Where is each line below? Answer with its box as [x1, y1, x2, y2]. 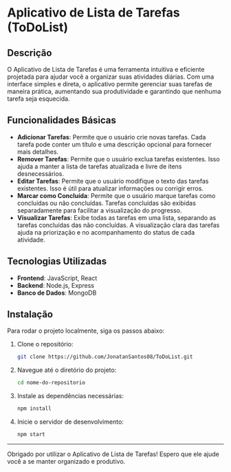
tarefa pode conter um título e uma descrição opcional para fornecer [16, 140, 212, 148]
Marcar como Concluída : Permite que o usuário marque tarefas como [16, 191, 216, 199]
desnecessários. [16, 169, 64, 177]
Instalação [7, 308, 54, 320]
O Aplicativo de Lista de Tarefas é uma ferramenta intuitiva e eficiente [7, 66, 205, 73]
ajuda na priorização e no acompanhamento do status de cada [16, 228, 195, 236]
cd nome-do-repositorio [16, 380, 86, 386]
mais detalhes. [16, 147, 59, 156]
